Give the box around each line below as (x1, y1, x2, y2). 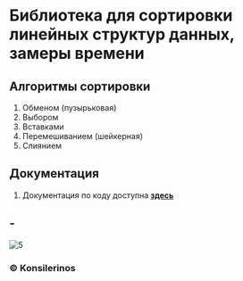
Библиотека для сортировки (9, 5, 233, 26)
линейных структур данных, (9, 24, 235, 45)
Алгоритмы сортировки (9, 79, 151, 94)
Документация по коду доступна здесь (21, 189, 174, 201)
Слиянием (21, 140, 63, 151)
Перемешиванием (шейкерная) (21, 131, 144, 141)
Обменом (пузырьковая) (21, 103, 117, 112)
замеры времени (9, 44, 145, 63)
